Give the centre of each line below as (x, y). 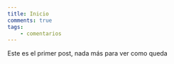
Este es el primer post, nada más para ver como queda (88, 53)
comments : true (30, 20)
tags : (15, 27)
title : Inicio (28, 14)
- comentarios (41, 33)
